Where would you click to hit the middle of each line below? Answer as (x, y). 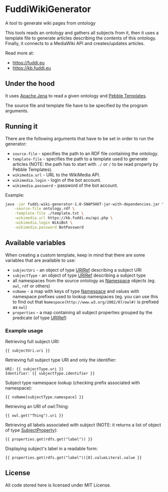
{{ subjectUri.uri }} (28, 351)
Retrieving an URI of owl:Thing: (37, 406)
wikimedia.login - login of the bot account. (57, 180)
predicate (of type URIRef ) (39, 318)
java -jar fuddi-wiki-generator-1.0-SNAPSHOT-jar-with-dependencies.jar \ (85, 204)
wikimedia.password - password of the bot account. (65, 185)
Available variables (35, 243)
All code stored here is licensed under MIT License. (58, 485)
